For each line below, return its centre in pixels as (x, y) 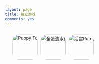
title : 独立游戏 (20, 14)
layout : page (19, 10)
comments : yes (20, 19)
